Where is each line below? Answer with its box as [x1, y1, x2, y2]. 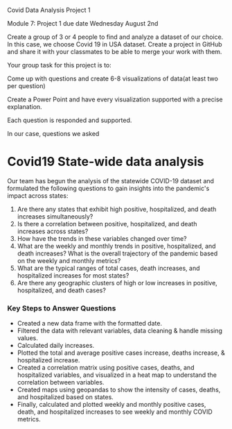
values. [17, 334, 38, 342]
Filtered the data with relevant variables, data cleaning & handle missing [17, 326, 223, 335]
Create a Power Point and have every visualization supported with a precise [7, 95, 223, 103]
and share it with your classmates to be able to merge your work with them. [7, 48, 222, 56]
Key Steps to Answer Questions [7, 303, 116, 313]
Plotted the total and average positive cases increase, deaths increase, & [17, 348, 225, 357]
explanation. [7, 103, 43, 110]
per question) [7, 82, 46, 90]
